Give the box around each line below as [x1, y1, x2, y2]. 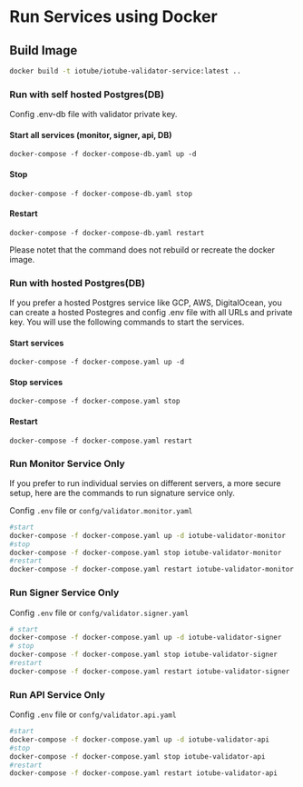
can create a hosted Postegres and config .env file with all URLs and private [9, 307, 293, 318]
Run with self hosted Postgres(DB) [9, 88, 165, 101]
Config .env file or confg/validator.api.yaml [9, 709, 177, 720]
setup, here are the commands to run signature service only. [9, 487, 236, 498]
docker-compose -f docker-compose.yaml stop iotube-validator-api [9, 752, 266, 761]
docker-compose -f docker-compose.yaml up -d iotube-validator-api [9, 734, 270, 744]
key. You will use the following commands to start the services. [9, 316, 245, 328]
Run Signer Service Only [9, 586, 120, 599]
